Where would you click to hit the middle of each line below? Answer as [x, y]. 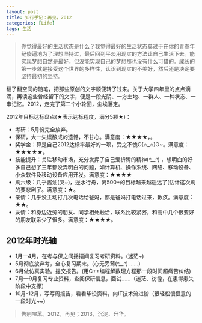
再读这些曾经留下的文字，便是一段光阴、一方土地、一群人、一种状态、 [103, 97]
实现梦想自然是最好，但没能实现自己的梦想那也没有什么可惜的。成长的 [108, 61]
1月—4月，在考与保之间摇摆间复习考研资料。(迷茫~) [79, 256]
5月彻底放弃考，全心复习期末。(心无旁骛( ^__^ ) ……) [78, 264]
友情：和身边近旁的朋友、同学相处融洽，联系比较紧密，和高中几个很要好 [104, 212]
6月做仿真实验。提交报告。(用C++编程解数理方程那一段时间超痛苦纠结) [103, 271]
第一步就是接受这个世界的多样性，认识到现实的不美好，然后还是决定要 [108, 69]
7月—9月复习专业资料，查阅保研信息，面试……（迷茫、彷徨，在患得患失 [104, 279]
